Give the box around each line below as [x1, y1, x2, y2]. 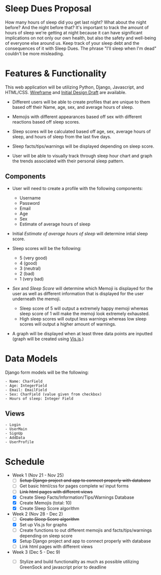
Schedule [5, 456, 45, 467]
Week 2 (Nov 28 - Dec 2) [12, 511, 63, 517]
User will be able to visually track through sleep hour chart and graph [12, 153, 153, 159]
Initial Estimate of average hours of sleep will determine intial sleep [12, 230, 148, 236]
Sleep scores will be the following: [12, 245, 82, 251]
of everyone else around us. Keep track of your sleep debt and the [5, 40, 140, 46]
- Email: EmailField [5, 387, 48, 392]
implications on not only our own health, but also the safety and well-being [5, 35, 156, 41]
